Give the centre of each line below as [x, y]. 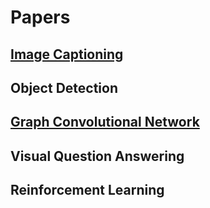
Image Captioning [67, 54]
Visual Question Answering [97, 156]
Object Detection [64, 87]
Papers [40, 17]
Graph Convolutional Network [105, 122]
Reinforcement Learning [87, 190]
